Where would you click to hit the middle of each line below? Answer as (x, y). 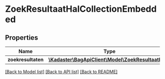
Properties (22, 38)
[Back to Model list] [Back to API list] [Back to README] (61, 72)
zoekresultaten (26, 60)
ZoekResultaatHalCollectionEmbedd (81, 9)
